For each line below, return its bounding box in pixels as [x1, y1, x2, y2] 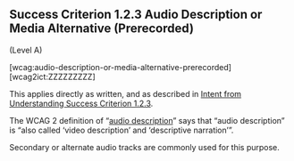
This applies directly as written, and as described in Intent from [9, 88, 242, 99]
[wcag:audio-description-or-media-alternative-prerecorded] [9, 61, 232, 72]
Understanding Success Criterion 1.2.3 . [9, 98, 154, 109]
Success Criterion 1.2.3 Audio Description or [9, 7, 263, 22]
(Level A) [9, 44, 43, 55]
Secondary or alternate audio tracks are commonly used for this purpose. [9, 141, 280, 152]
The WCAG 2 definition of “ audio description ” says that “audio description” [9, 115, 285, 125]
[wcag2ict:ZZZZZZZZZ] [9, 71, 96, 82]
